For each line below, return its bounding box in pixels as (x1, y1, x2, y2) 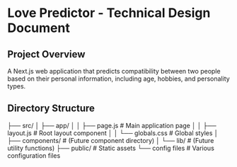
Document (7, 20, 71, 36)
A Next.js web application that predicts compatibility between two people (7, 67, 221, 75)
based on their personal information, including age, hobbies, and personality (7, 74, 230, 83)
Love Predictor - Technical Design (7, 5, 211, 21)
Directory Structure (7, 103, 96, 115)
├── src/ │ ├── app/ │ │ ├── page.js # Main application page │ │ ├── (7, 121, 217, 129)
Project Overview (7, 48, 86, 60)
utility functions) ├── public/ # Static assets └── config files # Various (7, 144, 214, 152)
